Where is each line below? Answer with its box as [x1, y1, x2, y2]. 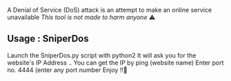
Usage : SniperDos [7, 33, 90, 45]
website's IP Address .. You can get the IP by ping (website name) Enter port [7, 58, 224, 67]
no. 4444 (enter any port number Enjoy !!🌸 [7, 65, 128, 74]
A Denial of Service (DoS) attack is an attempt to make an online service [7, 6, 212, 14]
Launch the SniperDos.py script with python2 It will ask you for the [7, 51, 197, 59]
